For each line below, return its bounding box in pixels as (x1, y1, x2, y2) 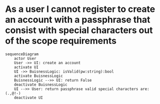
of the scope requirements (5, 35, 117, 47)
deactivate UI (14, 95, 43, 100)
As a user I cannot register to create (5, 3, 155, 15)
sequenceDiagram (5, 51, 39, 57)
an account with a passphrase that (5, 14, 151, 25)
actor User (14, 56, 37, 61)
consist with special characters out (5, 25, 153, 36)
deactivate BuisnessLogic (14, 82, 68, 87)
